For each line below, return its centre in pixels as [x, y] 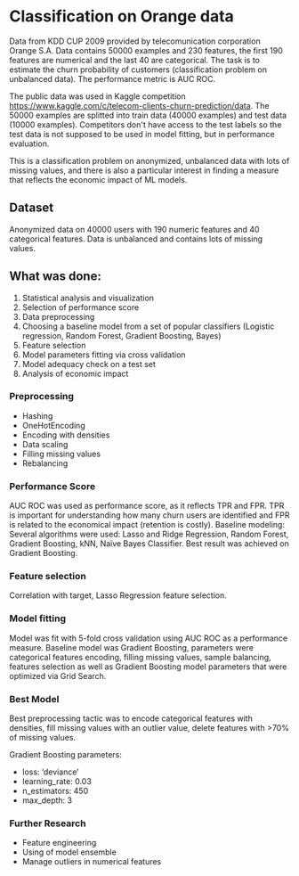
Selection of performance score [81, 307]
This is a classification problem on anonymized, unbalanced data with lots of [149, 160]
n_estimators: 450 [55, 791]
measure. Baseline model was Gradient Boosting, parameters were [131, 647]
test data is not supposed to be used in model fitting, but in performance [142, 134]
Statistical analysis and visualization [88, 298]
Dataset [32, 208]
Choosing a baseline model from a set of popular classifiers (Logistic [148, 326]
